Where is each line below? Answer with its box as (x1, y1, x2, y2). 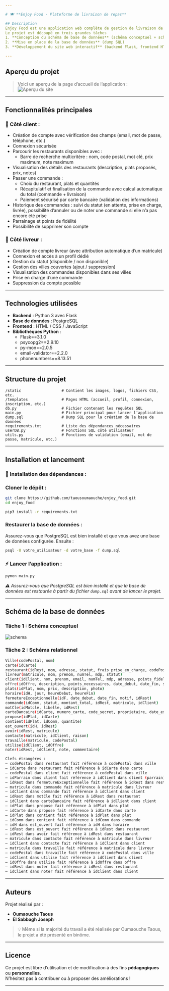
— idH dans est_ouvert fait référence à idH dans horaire (5, 822, 129, 827)
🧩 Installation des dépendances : (5, 470, 87, 477)
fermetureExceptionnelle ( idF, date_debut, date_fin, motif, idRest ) (5, 696, 152, 701)
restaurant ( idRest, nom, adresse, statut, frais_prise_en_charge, (5, 667, 147, 672)
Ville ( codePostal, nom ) (5, 658, 55, 663)
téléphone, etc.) (12, 137, 46, 144)
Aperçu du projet (5, 68, 59, 76)
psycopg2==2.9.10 (20, 339, 59, 345)
